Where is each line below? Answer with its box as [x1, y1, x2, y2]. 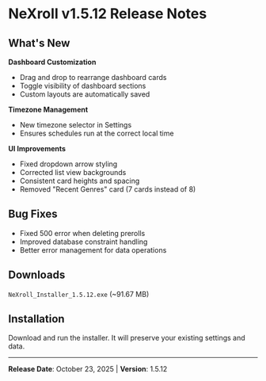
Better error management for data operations [19, 245, 167, 254]
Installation [8, 312, 65, 326]
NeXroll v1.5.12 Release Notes [8, 5, 207, 23]
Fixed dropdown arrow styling [19, 159, 118, 169]
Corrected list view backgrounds [19, 168, 127, 177]
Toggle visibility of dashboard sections [19, 81, 146, 90]
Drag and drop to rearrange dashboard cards [19, 73, 167, 82]
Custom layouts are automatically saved [19, 90, 150, 99]
